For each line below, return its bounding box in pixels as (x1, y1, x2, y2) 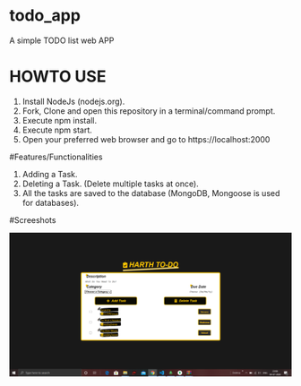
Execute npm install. (21, 115, 97, 125)
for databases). (21, 197, 79, 208)
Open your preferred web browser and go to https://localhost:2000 (21, 133, 271, 144)
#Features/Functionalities (9, 151, 103, 162)
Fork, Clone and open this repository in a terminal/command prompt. (21, 105, 276, 116)
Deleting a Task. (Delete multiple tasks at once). (21, 178, 199, 189)
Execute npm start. (21, 124, 92, 135)
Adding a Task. (21, 168, 78, 179)
